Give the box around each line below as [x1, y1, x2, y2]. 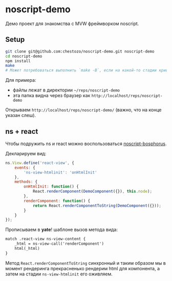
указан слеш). [5, 112, 36, 119]
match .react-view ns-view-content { [5, 237, 86, 242]
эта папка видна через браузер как [12, 92, 91, 99]
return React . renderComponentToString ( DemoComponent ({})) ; [32, 203, 161, 208]
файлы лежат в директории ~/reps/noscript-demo [12, 87, 120, 93]
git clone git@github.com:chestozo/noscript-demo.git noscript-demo [5, 49, 155, 54]
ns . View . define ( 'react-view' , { [5, 160, 74, 166]
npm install [5, 58, 31, 63]
